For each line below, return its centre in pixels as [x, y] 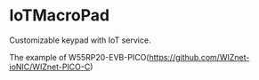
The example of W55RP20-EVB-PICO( [79, 57]
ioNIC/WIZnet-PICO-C [50, 67]
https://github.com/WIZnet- [199, 57]
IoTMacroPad [59, 16]
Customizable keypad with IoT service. [80, 40]
